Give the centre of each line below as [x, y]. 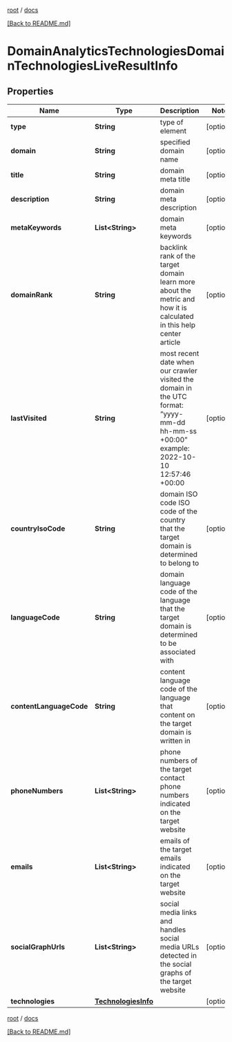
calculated [177, 316]
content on [177, 715]
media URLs [180, 947]
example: [175, 448]
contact [172, 778]
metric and [177, 299]
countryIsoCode [38, 529]
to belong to [180, 563]
